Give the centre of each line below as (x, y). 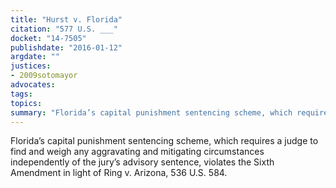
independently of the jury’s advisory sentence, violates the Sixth (142, 162)
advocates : (33, 85)
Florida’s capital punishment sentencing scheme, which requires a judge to (164, 141)
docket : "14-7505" (48, 38)
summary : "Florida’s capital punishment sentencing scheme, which (151, 112)
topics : (26, 103)
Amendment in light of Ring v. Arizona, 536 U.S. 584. (119, 173)
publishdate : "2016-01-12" (66, 47)
